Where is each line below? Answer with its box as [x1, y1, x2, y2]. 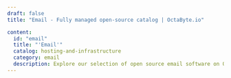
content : [7, 29, 32, 36]
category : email [13, 54, 60, 62]
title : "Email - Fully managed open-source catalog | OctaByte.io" [7, 16, 205, 23]
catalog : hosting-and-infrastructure [13, 48, 122, 55]
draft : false [7, 10, 45, 17]
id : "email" [13, 35, 48, 42]
